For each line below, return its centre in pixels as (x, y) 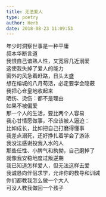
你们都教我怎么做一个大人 (38, 180)
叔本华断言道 (22, 54)
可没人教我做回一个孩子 (35, 188)
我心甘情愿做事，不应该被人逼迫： (48, 121)
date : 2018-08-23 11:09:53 (40, 28)
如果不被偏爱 (22, 106)
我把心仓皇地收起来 (30, 91)
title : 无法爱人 (24, 12)
